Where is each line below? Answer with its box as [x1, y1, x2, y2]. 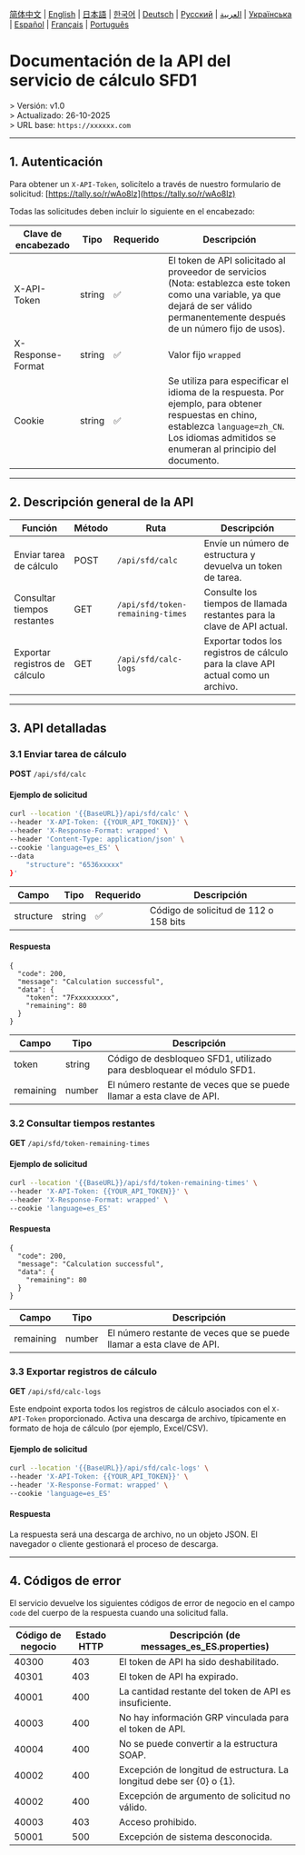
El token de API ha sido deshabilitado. [118, 1655, 280, 1668]
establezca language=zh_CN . [167, 420, 285, 433]
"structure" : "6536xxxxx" [25, 860, 124, 869]
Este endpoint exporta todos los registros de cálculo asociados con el [9, 1403, 271, 1414]
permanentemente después [167, 311, 286, 324]
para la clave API [203, 657, 275, 670]
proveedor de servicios [167, 265, 267, 278]
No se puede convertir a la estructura [118, 1737, 279, 1750]
